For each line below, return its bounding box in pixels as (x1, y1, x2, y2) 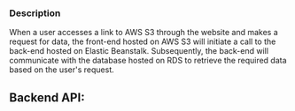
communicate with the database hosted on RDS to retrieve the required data (9, 55, 287, 66)
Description (9, 7, 61, 19)
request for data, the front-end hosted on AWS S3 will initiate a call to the (9, 36, 276, 47)
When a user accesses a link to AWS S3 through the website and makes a (9, 27, 279, 38)
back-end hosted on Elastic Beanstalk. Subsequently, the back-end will (9, 46, 268, 56)
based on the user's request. (9, 64, 115, 75)
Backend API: (9, 90, 86, 105)
